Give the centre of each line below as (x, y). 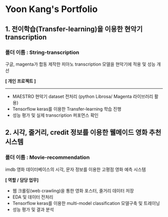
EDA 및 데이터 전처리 (33, 197)
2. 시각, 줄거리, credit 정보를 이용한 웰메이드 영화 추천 (83, 133)
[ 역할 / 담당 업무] (22, 180)
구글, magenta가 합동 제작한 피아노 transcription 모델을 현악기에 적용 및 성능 (80, 64)
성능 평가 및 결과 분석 (33, 209)
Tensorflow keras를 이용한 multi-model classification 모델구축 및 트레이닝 (86, 203)
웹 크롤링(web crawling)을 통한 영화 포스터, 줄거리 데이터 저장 (73, 190)
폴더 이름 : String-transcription (42, 52)
